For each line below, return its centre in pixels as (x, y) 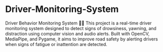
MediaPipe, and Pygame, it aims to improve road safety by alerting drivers (81, 39)
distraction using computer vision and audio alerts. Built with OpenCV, (77, 33)
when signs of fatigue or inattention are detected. (56, 44)
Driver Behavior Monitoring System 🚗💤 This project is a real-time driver (78, 23)
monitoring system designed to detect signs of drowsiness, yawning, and (81, 28)
